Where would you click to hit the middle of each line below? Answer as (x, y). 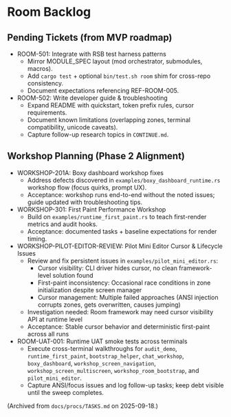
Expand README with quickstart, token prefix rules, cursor (111, 105)
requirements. (47, 112)
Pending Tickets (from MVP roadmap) (90, 38)
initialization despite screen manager (90, 289)
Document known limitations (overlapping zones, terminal (109, 120)
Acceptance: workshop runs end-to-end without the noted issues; (121, 194)
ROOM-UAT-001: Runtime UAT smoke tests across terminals (102, 341)
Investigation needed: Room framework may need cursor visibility (120, 312)
